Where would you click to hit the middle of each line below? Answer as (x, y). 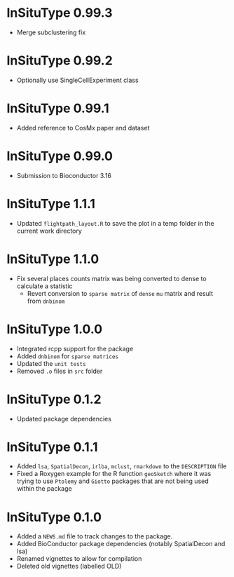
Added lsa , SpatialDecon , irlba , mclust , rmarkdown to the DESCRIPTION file (122, 466)
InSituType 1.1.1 (51, 204)
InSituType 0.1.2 (54, 399)
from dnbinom (46, 301)
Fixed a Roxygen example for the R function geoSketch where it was (114, 474)
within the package (44, 489)
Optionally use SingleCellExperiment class (77, 80)
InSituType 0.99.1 (58, 108)
